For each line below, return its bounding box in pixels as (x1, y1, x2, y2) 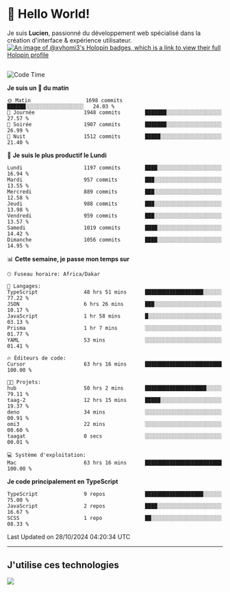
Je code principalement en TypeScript (7, 477, 118, 486)
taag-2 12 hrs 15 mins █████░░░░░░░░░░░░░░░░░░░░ (7, 397, 222, 404)
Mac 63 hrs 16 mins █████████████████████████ (7, 460, 222, 466)
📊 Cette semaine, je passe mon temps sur (7, 255, 130, 263)
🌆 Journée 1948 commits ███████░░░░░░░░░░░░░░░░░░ (7, 109, 222, 116)
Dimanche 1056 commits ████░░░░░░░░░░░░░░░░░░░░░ (7, 237, 222, 244)
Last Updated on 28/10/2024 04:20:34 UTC (7, 533, 131, 541)
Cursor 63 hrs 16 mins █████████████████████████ (7, 361, 222, 368)
